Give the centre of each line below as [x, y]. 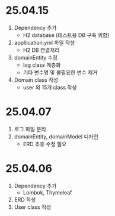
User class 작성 [33, 207]
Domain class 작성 [36, 80]
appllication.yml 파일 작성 [44, 42]
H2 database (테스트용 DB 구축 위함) [66, 35]
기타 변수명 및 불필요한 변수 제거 [60, 72]
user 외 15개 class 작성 [50, 87]
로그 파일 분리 [30, 129]
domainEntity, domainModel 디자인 [56, 136]
